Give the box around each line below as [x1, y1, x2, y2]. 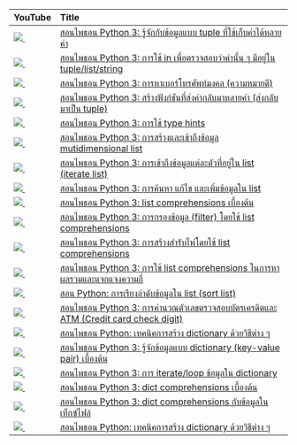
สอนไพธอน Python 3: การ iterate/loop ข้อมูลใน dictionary [59, 367, 278, 379]
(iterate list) [59, 168, 108, 180]
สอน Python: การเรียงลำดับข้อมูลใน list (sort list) [59, 288, 237, 299]
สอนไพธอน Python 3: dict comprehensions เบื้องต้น [59, 381, 258, 393]
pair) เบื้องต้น [59, 353, 109, 364]
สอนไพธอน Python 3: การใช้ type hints [59, 117, 206, 129]
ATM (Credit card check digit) [59, 313, 184, 325]
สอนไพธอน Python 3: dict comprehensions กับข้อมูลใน [59, 395, 269, 408]
